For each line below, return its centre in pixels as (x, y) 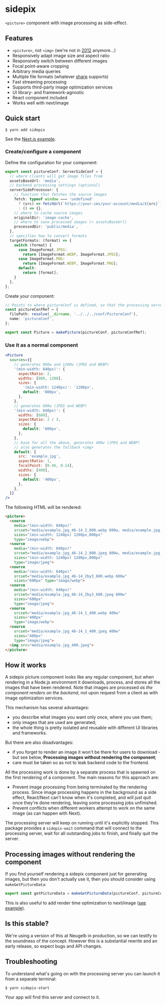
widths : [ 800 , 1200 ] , (41, 378)
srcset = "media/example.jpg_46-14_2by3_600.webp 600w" (70, 576)
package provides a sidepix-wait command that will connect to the (74, 828)
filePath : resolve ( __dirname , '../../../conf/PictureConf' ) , (74, 314)
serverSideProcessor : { (34, 190)
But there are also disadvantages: (39, 742)
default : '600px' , (42, 429)
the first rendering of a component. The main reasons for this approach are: (82, 777)
